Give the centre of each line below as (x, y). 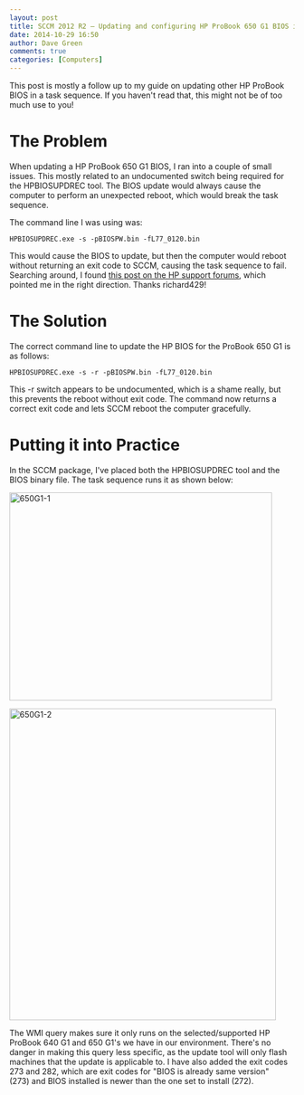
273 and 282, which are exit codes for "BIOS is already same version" (139, 1071)
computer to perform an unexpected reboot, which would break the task (144, 195)
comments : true (38, 52)
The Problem (58, 142)
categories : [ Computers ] (56, 60)
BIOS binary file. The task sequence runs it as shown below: (121, 480)
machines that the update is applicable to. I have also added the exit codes (148, 1062)
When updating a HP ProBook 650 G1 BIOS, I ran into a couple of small (141, 166)
